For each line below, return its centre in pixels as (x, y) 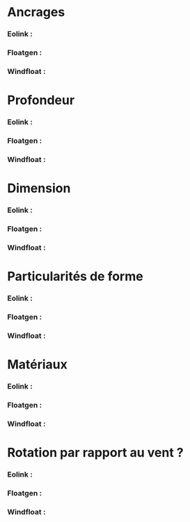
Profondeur (41, 100)
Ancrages (36, 12)
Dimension (39, 188)
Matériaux (38, 364)
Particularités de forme (76, 277)
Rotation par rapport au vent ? (96, 453)
